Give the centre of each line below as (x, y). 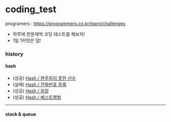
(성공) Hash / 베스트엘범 (37, 97)
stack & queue (21, 114)
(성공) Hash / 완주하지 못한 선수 (44, 78)
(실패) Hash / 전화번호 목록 (39, 85)
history (15, 54)
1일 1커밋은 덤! (27, 40)
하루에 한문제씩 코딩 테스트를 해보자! (49, 34)
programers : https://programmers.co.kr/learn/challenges (65, 23)
